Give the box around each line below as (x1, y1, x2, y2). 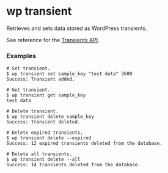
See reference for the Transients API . (6, 36, 100, 43)
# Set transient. (6, 65, 51, 72)
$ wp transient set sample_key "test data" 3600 (6, 71, 133, 77)
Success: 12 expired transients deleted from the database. (6, 141, 163, 147)
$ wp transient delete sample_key (6, 114, 95, 120)
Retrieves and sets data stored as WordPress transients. (6, 24, 148, 32)
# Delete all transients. (6, 151, 72, 157)
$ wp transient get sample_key (6, 92, 86, 98)
